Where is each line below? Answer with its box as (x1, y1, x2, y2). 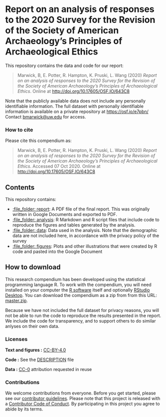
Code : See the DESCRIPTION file (5, 356, 74, 363)
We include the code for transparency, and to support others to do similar (5, 317, 156, 323)
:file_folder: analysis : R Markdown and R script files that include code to (12, 216, 160, 223)
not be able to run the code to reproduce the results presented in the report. (5, 312, 161, 318)
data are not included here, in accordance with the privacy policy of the (12, 232, 160, 238)
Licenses (5, 335, 28, 342)
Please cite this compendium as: (5, 137, 72, 143)
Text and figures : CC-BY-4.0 (5, 347, 66, 353)
